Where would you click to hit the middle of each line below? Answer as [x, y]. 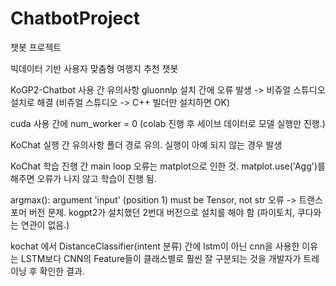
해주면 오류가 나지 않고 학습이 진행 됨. [83, 178]
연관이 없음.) [45, 224]
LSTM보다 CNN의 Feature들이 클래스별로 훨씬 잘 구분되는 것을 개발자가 [161, 258]
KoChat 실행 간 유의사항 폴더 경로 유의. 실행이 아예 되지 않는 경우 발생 [146, 144]
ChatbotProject [75, 18]
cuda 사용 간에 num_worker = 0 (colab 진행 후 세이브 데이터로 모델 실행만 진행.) [168, 123]
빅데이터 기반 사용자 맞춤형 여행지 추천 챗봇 [94, 68]
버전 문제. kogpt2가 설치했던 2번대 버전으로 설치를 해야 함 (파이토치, [161, 212]
